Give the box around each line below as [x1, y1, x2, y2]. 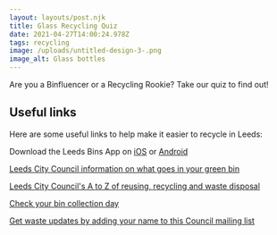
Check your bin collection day [9, 197, 119, 208]
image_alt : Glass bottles [9, 55, 105, 63]
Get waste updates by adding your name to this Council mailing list [9, 215, 255, 226]
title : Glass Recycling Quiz [9, 21, 118, 30]
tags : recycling [9, 38, 70, 47]
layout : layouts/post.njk [9, 13, 105, 22]
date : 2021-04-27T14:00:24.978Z [9, 29, 130, 38]
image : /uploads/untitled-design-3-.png [9, 46, 163, 55]
